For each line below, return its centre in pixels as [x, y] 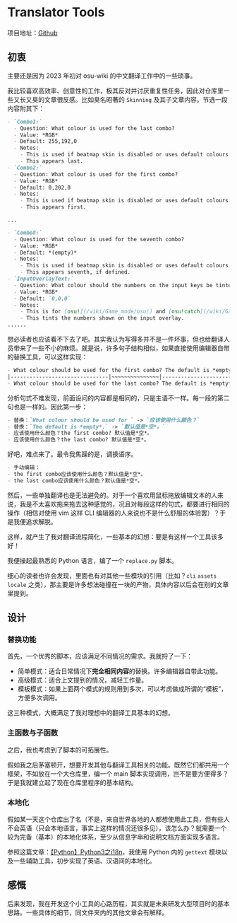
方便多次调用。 [39, 698]
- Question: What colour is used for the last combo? [94, 128]
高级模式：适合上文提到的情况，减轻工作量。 [83, 680]
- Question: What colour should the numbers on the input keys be [113, 285]
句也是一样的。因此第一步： [48, 407]
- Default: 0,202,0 [42, 187]
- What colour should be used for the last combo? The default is [107, 383]
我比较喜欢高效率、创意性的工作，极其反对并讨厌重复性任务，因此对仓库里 [115, 91]
